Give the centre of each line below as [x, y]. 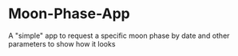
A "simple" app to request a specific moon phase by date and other [119, 35]
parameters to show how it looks [62, 43]
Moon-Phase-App [69, 14]
